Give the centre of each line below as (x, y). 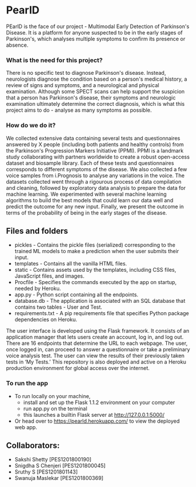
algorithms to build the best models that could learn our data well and (90, 200)
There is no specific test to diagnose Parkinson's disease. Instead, (86, 73)
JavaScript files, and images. (49, 276)
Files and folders (37, 231)
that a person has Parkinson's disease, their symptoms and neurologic (91, 98)
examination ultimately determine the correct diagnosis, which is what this (95, 104)
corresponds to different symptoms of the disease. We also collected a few (97, 169)
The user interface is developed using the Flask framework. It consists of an (98, 331)
